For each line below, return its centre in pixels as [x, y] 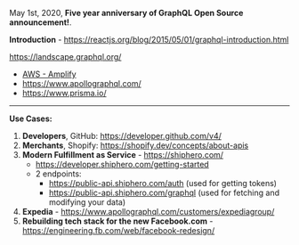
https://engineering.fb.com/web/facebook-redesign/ [118, 230]
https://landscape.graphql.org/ [65, 57]
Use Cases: [31, 118]
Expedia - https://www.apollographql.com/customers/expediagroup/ [148, 212]
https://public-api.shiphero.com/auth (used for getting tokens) [163, 183]
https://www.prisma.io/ [64, 93]
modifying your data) [87, 202]
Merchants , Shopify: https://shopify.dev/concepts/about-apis [135, 145]
